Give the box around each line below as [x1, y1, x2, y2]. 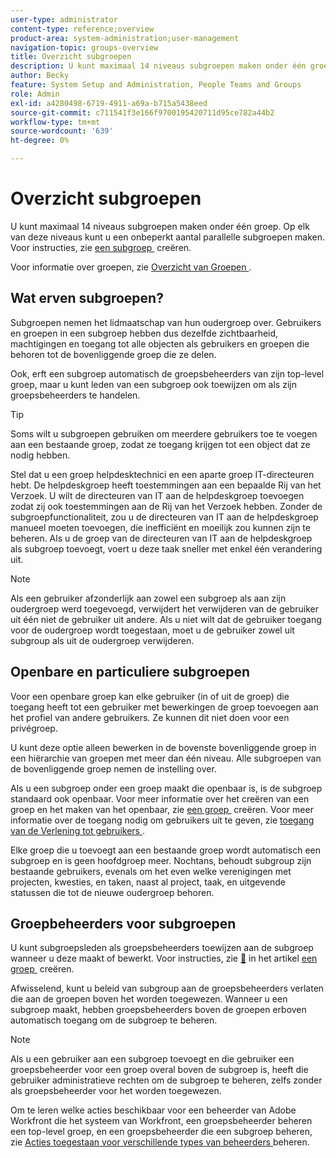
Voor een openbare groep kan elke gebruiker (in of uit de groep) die [10, 690, 290, 702]
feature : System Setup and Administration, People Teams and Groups [10, 80, 302, 90]
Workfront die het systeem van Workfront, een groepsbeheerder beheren [10, 1115, 313, 1127]
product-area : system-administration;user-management [10, 33, 240, 43]
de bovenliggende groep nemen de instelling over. [10, 762, 217, 775]
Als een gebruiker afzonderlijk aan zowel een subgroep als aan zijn [10, 592, 287, 604]
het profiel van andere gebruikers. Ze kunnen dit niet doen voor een [10, 711, 290, 723]
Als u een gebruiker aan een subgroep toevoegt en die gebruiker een [10, 1053, 295, 1065]
